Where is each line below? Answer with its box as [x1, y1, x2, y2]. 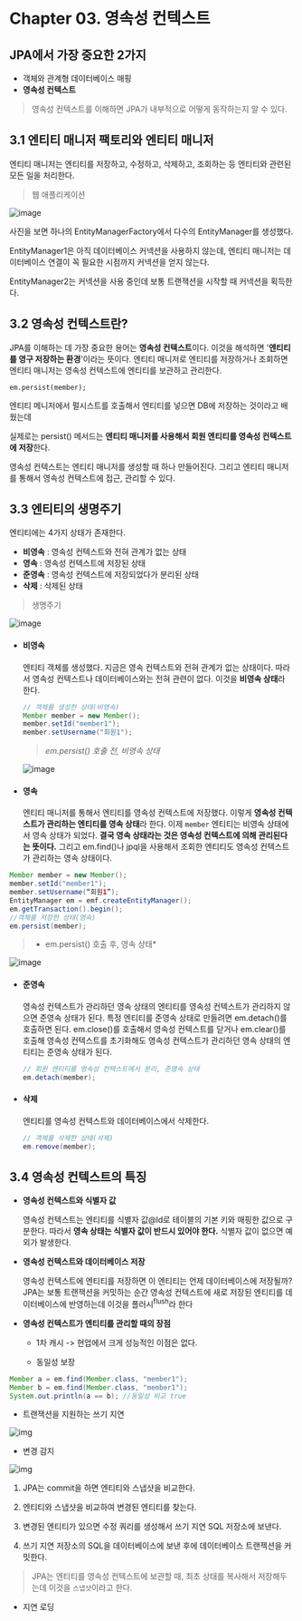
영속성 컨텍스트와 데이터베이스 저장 [22, 1256, 146, 1267]
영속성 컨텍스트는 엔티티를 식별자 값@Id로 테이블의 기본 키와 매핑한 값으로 [22, 1215, 284, 1226]
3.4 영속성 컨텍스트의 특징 [9, 1169, 147, 1185]
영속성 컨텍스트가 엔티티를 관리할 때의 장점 [22, 1317, 172, 1329]
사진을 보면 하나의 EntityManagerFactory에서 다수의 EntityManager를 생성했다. [9, 226, 294, 237]
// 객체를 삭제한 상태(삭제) [22, 1133, 114, 1143]
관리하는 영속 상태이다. [32, 853, 113, 864]
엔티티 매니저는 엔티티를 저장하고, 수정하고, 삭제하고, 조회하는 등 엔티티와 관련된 [9, 158, 292, 169]
